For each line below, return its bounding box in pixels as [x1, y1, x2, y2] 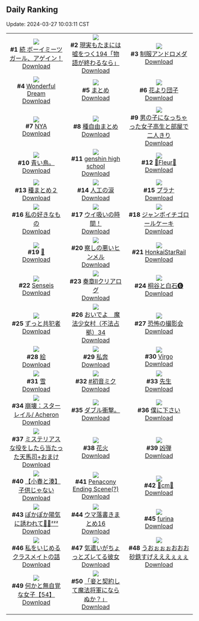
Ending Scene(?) [72, 485, 119, 493]
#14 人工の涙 [76, 186, 114, 194]
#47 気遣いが [70, 543, 108, 552]
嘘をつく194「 [72, 50, 114, 58]
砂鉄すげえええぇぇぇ [129, 552, 189, 561]
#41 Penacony [75, 477, 117, 485]
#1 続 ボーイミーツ [9, 45, 63, 53]
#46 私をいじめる [11, 543, 61, 552]
